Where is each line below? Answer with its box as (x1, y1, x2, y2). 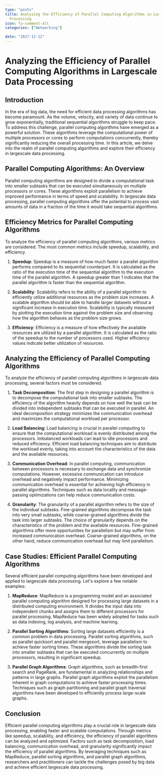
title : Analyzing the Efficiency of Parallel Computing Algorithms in (5, 12, 152, 17)
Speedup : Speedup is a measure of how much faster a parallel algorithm (12, 258, 159, 264)
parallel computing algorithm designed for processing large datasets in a (12, 598, 159, 604)
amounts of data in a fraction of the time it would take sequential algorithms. (5, 204, 159, 209)
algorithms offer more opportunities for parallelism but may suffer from (12, 528, 155, 534)
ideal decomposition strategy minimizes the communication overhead (12, 411, 152, 416)
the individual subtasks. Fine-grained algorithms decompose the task (12, 507, 152, 513)
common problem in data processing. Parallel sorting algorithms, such (12, 634, 153, 640)
